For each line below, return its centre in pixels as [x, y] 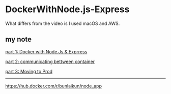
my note [19, 39]
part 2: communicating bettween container [50, 61]
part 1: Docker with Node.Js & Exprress [46, 51]
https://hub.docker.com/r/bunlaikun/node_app [53, 86]
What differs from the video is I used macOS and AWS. [63, 23]
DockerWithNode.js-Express [67, 9]
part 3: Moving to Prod [29, 71]
